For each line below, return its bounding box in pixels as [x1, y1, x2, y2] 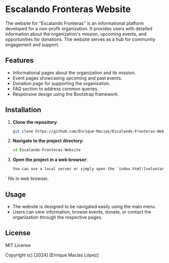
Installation [5, 106, 41, 114]
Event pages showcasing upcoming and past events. [12, 75, 123, 81]
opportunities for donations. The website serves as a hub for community [5, 36, 155, 42]
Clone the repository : [12, 119, 59, 125]
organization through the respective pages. [12, 214, 102, 220]
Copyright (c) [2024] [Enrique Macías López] [5, 252, 99, 258]
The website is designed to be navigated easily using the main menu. [12, 204, 156, 210]
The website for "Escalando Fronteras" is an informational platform [5, 20, 144, 26]
